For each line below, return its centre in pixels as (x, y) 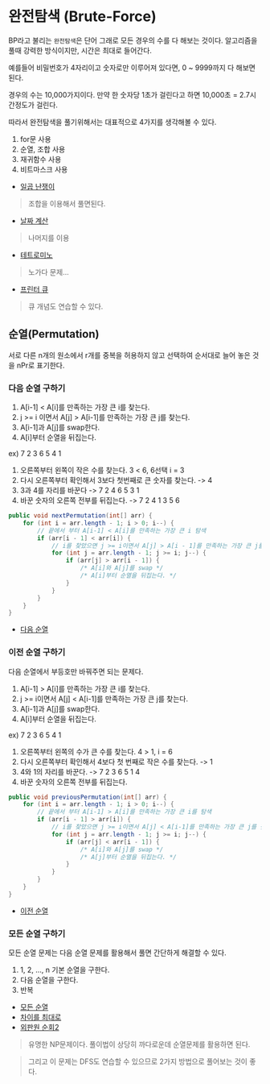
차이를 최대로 (41, 1017)
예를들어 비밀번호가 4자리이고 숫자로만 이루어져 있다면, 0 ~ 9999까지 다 (121, 67)
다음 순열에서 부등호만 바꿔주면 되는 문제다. (76, 671)
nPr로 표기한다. (41, 365)
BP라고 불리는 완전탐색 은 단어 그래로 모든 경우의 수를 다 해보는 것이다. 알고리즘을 (133, 40)
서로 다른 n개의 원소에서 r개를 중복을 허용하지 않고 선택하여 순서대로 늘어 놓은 (129, 355)
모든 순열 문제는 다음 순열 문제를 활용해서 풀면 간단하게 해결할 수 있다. (117, 953)
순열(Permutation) (54, 334)
